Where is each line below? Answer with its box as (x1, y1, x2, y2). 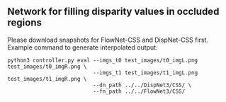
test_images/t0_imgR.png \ (7, 63, 87, 70)
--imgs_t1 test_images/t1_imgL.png (93, 69, 198, 76)
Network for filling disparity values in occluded (7, 6, 220, 18)
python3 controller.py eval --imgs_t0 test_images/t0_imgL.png (7, 57, 198, 64)
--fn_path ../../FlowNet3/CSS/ (93, 88, 186, 95)
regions (7, 17, 43, 29)
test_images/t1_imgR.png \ (7, 75, 87, 82)
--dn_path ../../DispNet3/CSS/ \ (93, 81, 192, 89)
